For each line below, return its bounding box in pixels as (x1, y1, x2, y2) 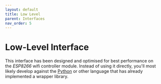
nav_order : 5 (5, 21, 32, 26)
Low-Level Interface (5, 42, 89, 53)
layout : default (5, 7, 38, 12)
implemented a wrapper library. (5, 74, 69, 80)
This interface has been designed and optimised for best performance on (5, 58, 154, 64)
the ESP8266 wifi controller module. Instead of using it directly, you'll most (5, 63, 156, 69)
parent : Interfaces (5, 16, 45, 21)
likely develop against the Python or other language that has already (5, 68, 143, 74)
